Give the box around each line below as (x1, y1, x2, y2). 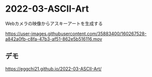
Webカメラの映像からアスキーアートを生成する (5, 20, 103, 26)
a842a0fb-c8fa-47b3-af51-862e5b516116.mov (5, 36, 103, 42)
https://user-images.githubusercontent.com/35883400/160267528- (5, 30, 147, 36)
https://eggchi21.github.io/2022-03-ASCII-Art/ (5, 65, 102, 71)
